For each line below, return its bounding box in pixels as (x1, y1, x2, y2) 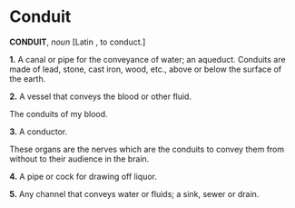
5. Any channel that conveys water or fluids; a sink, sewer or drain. (9, 188, 260, 199)
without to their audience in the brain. (9, 153, 150, 164)
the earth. (9, 73, 46, 84)
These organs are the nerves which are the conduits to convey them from (9, 144, 285, 154)
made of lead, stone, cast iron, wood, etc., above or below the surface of (9, 64, 282, 74)
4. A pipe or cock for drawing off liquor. (9, 171, 157, 182)
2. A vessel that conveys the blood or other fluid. (9, 91, 192, 102)
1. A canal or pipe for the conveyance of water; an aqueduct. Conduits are (9, 54, 286, 64)
